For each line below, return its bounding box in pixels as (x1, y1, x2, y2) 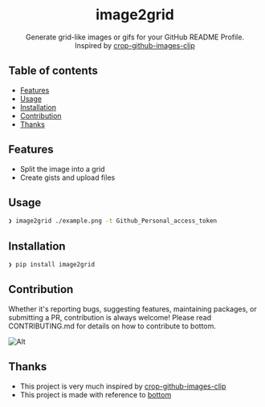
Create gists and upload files (19, 173, 116, 182)
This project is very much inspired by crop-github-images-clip (19, 381, 226, 391)
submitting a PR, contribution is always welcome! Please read (8, 312, 211, 322)
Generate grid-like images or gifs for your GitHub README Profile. (25, 32, 245, 42)
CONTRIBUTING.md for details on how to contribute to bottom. (8, 321, 217, 331)
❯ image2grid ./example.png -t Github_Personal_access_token (8, 217, 218, 226)
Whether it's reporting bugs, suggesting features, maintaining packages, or (8, 303, 257, 314)
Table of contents (8, 64, 98, 78)
